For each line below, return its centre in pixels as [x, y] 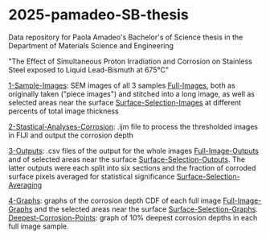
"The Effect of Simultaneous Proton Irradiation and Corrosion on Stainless [131, 61]
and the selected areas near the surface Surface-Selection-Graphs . [146, 209]
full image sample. [39, 226]
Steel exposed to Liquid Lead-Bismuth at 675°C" [88, 69]
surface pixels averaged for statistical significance [92, 176]
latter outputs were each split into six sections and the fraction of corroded [132, 167]
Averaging [25, 185]
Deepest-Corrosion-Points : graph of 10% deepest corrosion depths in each [133, 217]
